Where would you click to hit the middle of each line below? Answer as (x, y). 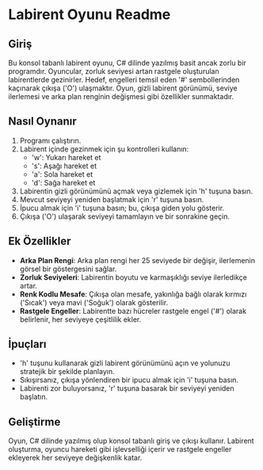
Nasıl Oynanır (42, 122)
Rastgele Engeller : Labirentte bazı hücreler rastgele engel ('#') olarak (133, 311)
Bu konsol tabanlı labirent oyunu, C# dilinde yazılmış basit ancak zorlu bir (128, 63)
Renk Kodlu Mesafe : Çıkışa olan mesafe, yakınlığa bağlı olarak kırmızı (133, 294)
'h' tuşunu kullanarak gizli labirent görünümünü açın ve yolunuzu (125, 363)
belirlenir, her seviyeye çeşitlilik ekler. (80, 319)
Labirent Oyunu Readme (90, 15)
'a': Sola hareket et (62, 174)
